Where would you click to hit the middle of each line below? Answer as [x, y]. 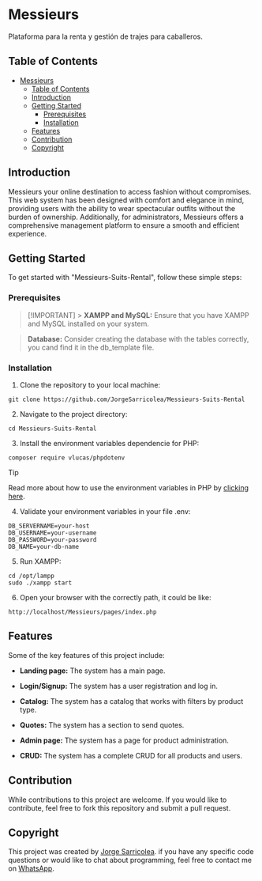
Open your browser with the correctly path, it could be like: [115, 597]
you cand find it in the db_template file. [91, 347]
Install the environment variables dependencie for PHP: [109, 443]
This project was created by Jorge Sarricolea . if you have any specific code [131, 852]
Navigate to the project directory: [73, 414]
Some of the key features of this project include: [86, 655]
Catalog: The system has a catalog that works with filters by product [131, 701]
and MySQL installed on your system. [88, 323]
